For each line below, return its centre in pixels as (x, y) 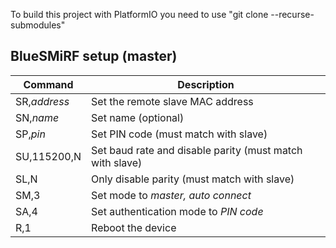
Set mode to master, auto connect (171, 195)
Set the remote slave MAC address (172, 101)
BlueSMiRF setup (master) (94, 56)
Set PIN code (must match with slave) (179, 134)
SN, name (37, 117)
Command (48, 84)
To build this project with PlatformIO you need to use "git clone (139, 14)
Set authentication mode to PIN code (177, 211)
